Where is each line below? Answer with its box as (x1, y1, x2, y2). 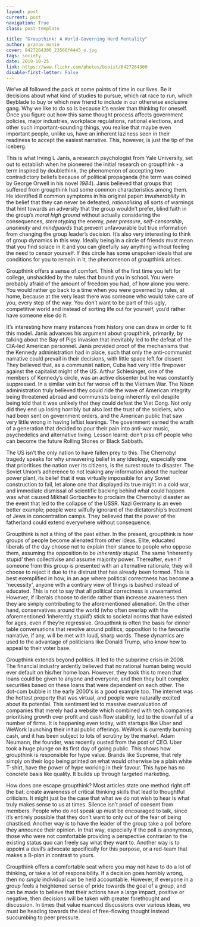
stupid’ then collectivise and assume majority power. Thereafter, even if (6, 556, 182, 563)
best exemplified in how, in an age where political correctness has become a (6, 575, 194, 582)
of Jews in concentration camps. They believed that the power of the (6, 513, 176, 520)
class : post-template (6, 25, 60, 32)
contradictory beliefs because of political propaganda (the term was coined (6, 174, 192, 181)
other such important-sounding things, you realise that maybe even (6, 124, 171, 131)
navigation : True (6, 20, 49, 26)
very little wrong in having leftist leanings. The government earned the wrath (6, 418, 194, 426)
